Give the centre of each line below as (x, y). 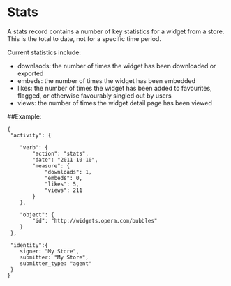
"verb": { (34, 147)
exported (30, 73)
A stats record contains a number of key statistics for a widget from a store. (116, 31)
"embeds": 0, (63, 178)
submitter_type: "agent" (56, 263)
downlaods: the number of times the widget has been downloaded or (117, 66)
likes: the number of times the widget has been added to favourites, (114, 88)
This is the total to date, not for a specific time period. (84, 38)
